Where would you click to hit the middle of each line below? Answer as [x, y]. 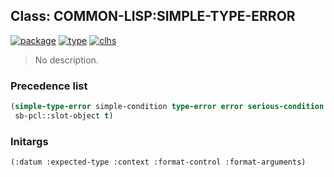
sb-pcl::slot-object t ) [64, 115]
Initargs [29, 141]
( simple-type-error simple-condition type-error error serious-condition [167, 107]
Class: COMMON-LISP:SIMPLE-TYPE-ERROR [153, 16]
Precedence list [49, 86]
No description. [66, 60]
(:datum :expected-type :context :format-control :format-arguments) [158, 162]
